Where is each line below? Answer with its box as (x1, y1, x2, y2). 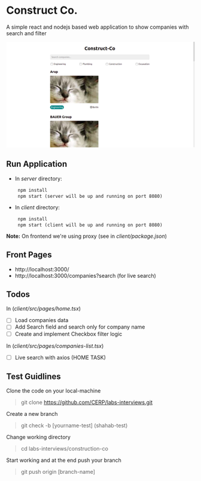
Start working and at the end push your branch (6, 457, 121, 464)
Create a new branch (6, 410, 58, 418)
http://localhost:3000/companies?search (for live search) (14, 272, 157, 279)
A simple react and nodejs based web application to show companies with (6, 23, 190, 30)
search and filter (6, 29, 47, 36)
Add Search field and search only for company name (14, 323, 145, 330)
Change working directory (6, 434, 71, 441)
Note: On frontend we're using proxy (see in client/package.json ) (6, 232, 167, 240)
